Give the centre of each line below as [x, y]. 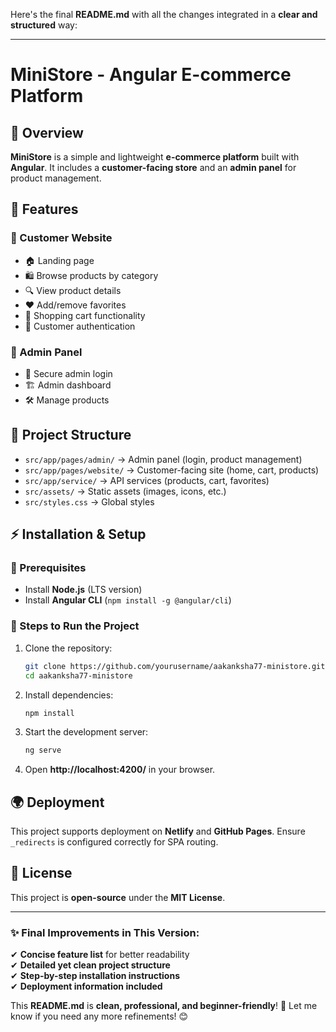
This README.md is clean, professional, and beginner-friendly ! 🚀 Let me [164, 1006]
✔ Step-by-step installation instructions [95, 976]
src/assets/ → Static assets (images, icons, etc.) [125, 491]
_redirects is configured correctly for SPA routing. [114, 842]
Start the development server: [86, 732]
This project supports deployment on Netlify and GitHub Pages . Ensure [158, 831]
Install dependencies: [69, 695]
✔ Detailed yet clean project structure [90, 965]
